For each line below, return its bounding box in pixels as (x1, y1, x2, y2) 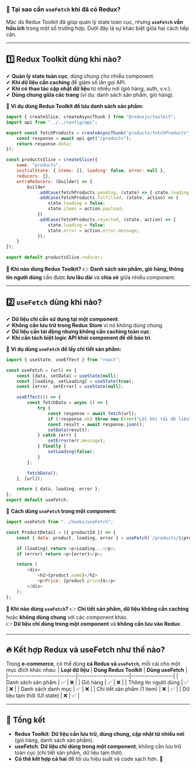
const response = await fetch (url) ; (47, 410, 137, 416)
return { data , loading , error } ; (16, 486, 100, 492)
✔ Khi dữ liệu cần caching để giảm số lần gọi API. (6, 79, 127, 86)
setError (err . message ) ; (47, 438, 106, 444)
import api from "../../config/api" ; (6, 119, 98, 125)
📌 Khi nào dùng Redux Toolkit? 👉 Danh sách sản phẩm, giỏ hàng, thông (6, 266, 184, 273)
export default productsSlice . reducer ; (6, 255, 103, 260)
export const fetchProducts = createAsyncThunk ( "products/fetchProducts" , (6, 130, 192, 136)
